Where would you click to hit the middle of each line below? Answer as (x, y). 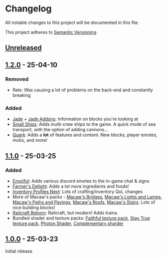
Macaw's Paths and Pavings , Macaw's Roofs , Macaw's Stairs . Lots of (84, 202)
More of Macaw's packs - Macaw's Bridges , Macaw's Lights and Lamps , (87, 197)
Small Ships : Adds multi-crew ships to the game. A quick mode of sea (84, 124)
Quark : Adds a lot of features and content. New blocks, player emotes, (85, 135)
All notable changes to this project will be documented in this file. (72, 22)
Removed (17, 79)
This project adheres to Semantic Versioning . (51, 32)
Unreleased (24, 48)
